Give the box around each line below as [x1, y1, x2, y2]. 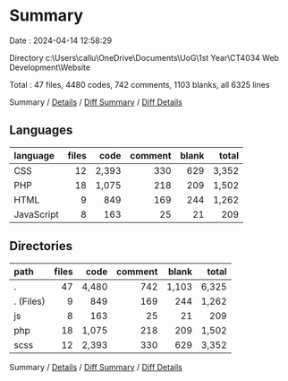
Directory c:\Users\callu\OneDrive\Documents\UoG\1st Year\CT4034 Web [9, 52, 280, 63]
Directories [9, 238, 73, 254]
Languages [9, 123, 73, 138]
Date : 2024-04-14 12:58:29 [9, 35, 113, 46]
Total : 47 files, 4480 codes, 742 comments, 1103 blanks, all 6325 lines [9, 79, 270, 90]
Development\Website [9, 62, 91, 73]
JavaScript [13, 208, 60, 221]
